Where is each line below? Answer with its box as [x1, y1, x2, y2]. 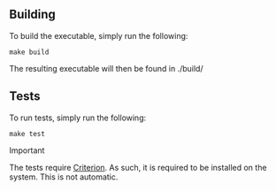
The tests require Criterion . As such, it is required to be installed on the [9, 162, 267, 172]
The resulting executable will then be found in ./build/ [9, 63, 203, 73]
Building [9, 7, 56, 22]
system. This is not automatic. [9, 172, 119, 182]
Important [9, 145, 45, 156]
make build [9, 48, 50, 57]
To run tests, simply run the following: [9, 112, 147, 123]
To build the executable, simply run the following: [9, 30, 188, 41]
